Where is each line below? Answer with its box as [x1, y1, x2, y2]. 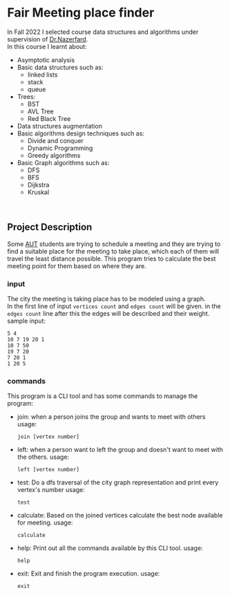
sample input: [7, 317, 46, 325]
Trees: [17, 92, 36, 101]
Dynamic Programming [27, 144, 93, 152]
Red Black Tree [27, 114, 71, 122]
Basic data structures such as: [17, 63, 104, 71]
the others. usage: [17, 453, 70, 461]
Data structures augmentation [17, 122, 102, 130]
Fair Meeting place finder [7, 5, 155, 21]
